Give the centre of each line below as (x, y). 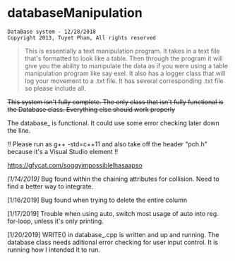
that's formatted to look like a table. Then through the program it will (123, 58)
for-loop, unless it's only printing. (55, 221)
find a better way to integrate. (50, 186)
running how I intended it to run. (54, 249)
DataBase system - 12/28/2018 (52, 32)
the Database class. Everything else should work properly (91, 109)
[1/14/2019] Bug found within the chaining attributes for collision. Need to (114, 179)
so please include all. (55, 88)
